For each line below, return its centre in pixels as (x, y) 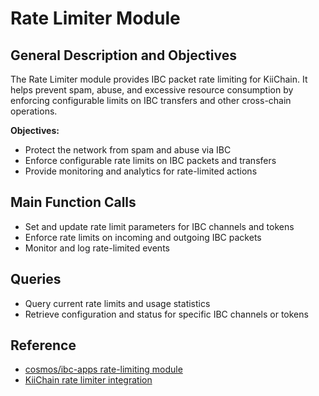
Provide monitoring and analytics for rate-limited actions (141, 171)
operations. (34, 111)
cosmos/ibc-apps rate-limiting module (103, 369)
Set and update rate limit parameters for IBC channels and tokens (159, 226)
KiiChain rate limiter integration (88, 380)
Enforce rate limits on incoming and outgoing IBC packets (143, 237)
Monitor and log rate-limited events (97, 248)
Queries (36, 279)
